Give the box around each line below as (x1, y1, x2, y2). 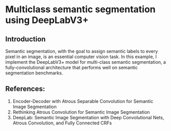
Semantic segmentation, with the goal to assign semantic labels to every (5, 48, 158, 54)
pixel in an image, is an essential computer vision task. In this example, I (5, 54, 157, 60)
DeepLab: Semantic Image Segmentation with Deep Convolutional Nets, (12, 114, 164, 120)
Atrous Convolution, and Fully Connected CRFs (12, 120, 112, 126)
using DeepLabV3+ (5, 14, 89, 26)
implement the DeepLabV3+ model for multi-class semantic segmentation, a (5, 59, 166, 65)
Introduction (5, 35, 46, 43)
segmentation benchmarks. (5, 70, 63, 76)
